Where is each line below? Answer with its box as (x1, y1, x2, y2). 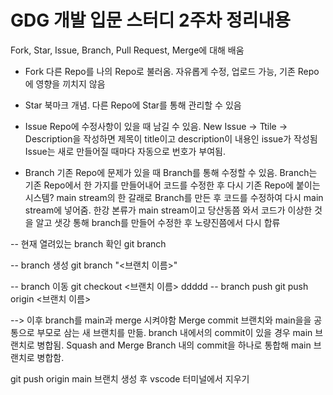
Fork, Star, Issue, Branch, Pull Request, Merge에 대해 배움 (10, 44, 245, 56)
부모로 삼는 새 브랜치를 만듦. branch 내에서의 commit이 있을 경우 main (36, 326, 313, 338)
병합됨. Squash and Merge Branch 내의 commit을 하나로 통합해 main (36, 339, 312, 351)
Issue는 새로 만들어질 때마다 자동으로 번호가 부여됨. (24, 145, 227, 157)
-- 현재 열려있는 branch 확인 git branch (10, 237, 167, 250)
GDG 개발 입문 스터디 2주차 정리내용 (10, 9, 291, 32)
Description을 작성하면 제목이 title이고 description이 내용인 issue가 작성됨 (24, 132, 318, 145)
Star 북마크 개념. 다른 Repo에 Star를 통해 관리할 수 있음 (24, 99, 242, 111)
